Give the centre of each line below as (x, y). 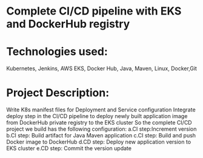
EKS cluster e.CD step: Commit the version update (69, 148)
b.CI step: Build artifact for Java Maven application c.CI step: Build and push (101, 136)
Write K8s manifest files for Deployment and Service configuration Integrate (101, 110)
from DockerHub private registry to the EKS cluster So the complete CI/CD (99, 123)
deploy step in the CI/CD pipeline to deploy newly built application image (97, 116)
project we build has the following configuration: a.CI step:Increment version (101, 129)
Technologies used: (57, 52)
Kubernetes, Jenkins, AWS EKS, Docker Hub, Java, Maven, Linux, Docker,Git (101, 68)
